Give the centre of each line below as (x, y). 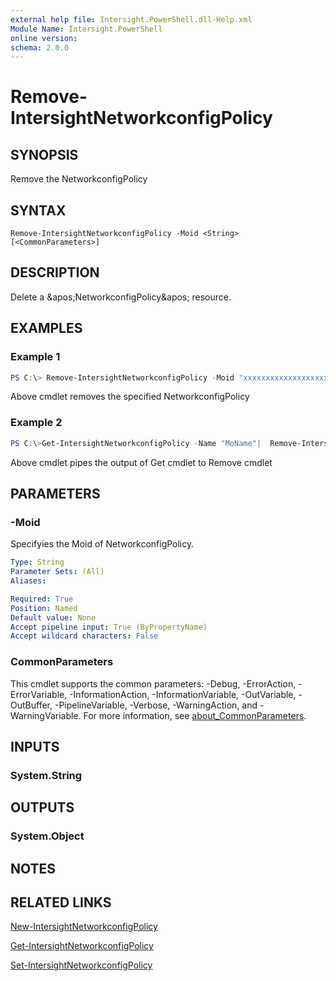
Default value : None (53, 617)
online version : (44, 38)
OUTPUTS (42, 807)
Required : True (42, 599)
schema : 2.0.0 (40, 47)
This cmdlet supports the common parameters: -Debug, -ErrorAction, (153, 683)
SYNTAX (38, 210)
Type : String (37, 562)
